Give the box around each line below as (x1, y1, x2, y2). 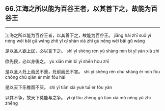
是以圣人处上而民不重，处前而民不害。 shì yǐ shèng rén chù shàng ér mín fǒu (5, 68, 160, 74)
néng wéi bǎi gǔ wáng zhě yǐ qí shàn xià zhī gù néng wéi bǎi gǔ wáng (5, 38, 145, 44)
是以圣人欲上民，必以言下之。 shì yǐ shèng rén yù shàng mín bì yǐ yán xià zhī (5, 48, 160, 54)
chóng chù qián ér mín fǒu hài (5, 74, 66, 80)
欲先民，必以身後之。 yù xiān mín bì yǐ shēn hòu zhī (5, 58, 110, 64)
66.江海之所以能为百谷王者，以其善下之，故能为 (5, 4, 151, 13)
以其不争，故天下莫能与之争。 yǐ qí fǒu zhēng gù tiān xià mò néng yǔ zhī (5, 94, 151, 100)
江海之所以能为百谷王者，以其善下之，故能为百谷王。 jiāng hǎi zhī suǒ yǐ (5, 32, 151, 38)
